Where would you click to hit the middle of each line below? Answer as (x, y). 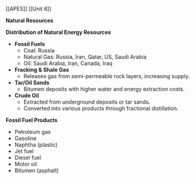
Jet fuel (24, 151)
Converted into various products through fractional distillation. (101, 108)
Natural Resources (30, 20)
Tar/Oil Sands (32, 82)
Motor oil (26, 164)
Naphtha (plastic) (36, 145)
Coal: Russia (39, 50)
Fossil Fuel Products (32, 120)
